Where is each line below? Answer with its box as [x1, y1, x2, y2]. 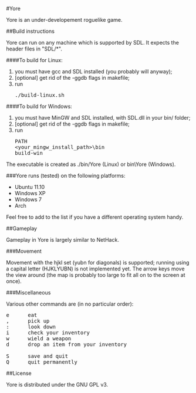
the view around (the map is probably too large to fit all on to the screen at [6, 272, 186, 278]
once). [6, 278, 22, 284]
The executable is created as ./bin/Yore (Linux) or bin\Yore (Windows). [6, 161, 176, 168]
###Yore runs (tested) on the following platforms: [6, 172, 126, 179]
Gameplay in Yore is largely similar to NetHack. [6, 236, 119, 243]
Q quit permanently [6, 359, 77, 365]
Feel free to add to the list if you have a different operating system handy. [6, 214, 184, 221]
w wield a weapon [6, 336, 72, 342]
